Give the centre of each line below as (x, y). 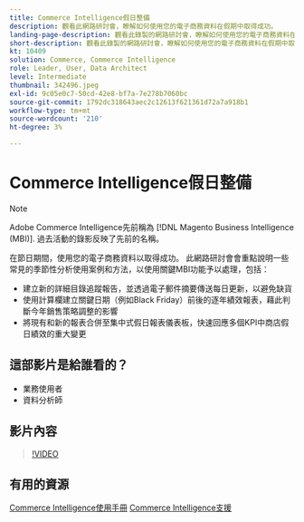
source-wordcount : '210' (56, 119)
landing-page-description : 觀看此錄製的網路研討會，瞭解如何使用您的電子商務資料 (150, 34)
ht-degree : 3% (36, 128)
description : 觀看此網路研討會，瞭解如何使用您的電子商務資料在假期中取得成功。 (143, 26)
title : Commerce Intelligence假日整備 (80, 18)
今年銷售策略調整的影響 (74, 311)
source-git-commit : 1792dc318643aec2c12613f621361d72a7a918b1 (129, 102)
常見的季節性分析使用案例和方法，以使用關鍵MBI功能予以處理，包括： (139, 269)
